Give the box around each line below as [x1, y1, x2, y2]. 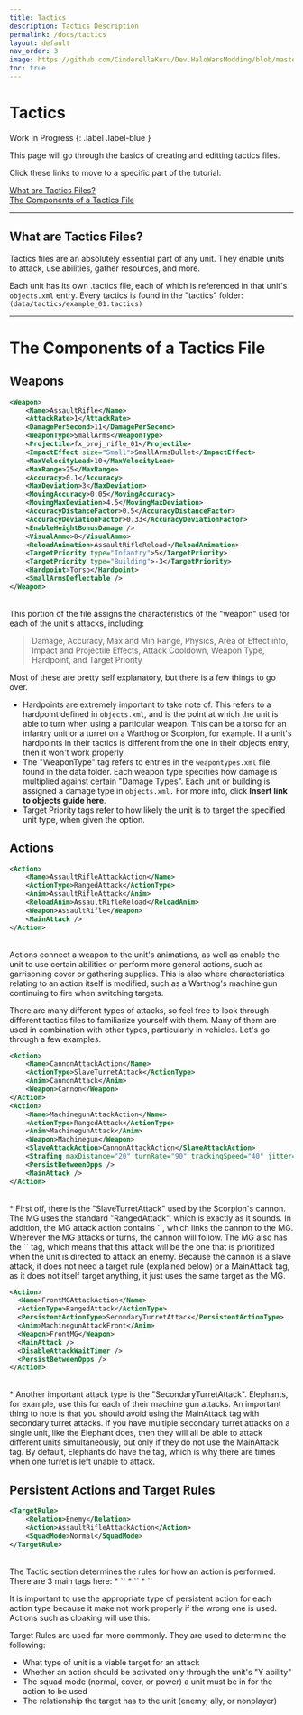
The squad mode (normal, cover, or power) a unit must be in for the [22, 1676, 273, 1687]
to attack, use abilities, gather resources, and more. [9, 263, 201, 274]
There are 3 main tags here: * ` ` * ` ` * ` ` [9, 1575, 153, 1586]
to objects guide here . [22, 795, 106, 806]
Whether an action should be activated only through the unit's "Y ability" [22, 1666, 292, 1677]
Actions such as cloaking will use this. [9, 1612, 151, 1623]
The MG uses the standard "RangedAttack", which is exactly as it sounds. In [9, 1212, 291, 1224]
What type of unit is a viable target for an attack [22, 1656, 200, 1667]
